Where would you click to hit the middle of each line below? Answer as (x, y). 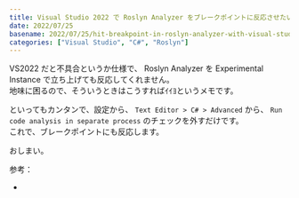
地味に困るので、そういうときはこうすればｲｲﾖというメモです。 (124, 91)
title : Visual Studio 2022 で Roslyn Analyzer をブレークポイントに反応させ (145, 17)
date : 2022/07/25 (41, 26)
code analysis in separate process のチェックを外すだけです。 (126, 121)
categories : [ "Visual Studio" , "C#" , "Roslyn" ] (99, 42)
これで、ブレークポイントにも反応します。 (87, 132)
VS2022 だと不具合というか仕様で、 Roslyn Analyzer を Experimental (137, 68)
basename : (28, 34)
